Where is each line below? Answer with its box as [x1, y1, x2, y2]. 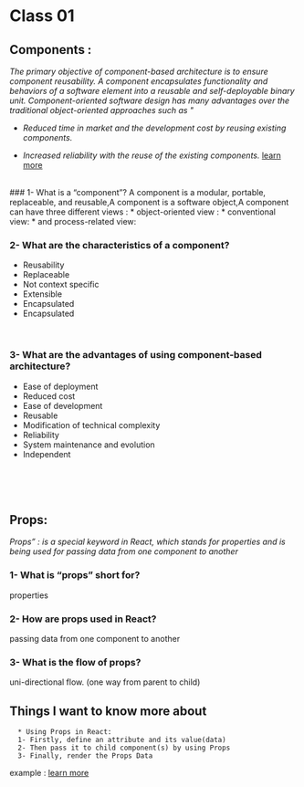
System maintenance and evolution [22, 439, 155, 450]
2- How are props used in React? [9, 613, 157, 625]
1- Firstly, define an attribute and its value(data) [17, 736, 226, 745]
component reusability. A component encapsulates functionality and [9, 76, 268, 87]
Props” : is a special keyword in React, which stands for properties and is [9, 536, 286, 548]
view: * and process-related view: [9, 216, 137, 226]
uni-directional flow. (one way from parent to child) [9, 677, 201, 687]
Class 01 [9, 5, 75, 26]
